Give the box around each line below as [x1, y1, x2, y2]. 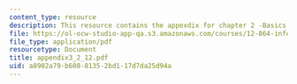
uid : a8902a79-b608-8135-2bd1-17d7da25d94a [9, 62, 172, 71]
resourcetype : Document [9, 45, 97, 54]
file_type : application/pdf [9, 37, 113, 46]
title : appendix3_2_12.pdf [9, 53, 109, 62]
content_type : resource [9, 12, 97, 22]
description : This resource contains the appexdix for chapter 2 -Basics [9, 21, 287, 30]
